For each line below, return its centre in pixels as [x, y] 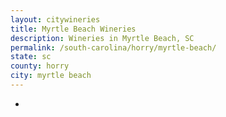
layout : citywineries [55, 19]
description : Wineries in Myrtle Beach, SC [102, 38]
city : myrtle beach [51, 76]
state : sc [31, 57]
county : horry [40, 66]
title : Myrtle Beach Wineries [73, 29]
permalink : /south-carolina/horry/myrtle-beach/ [113, 47]
